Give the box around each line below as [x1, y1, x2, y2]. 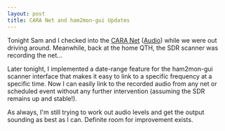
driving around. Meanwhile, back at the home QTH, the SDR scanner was [7, 43, 219, 52]
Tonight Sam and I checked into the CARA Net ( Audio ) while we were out [7, 36, 217, 44]
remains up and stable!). [7, 94, 77, 102]
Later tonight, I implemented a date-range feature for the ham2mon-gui [7, 64, 213, 73]
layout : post [7, 10, 46, 18]
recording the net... [7, 50, 63, 60]
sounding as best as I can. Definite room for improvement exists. [7, 115, 193, 123]
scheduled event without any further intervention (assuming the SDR [7, 87, 205, 95]
